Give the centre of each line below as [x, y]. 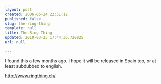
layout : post [19, 10]
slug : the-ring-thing [28, 24]
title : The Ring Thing [29, 33]
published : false [23, 19]
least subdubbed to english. [34, 66]
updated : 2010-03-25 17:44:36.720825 [44, 38]
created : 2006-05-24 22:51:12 [37, 14]
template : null [21, 28]
